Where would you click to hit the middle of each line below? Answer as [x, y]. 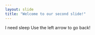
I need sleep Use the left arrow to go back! [48, 27]
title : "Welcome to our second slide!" [46, 14]
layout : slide [19, 9]
